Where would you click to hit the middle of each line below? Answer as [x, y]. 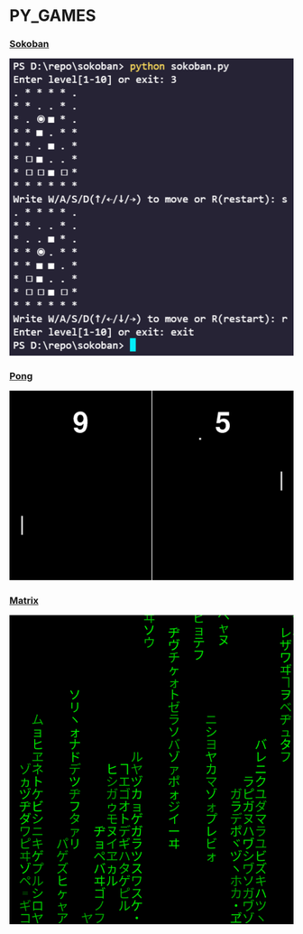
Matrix [24, 600]
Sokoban [29, 44]
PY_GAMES [53, 16]
